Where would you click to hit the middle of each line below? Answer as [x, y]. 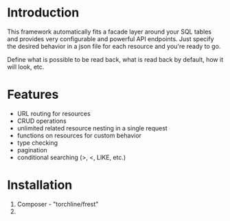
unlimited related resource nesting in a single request [92, 128]
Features [33, 95]
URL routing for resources [54, 113]
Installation [40, 185]
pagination [32, 150]
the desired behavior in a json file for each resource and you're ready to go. [114, 46]
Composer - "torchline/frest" [58, 204]
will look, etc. [26, 67]
